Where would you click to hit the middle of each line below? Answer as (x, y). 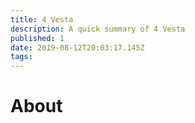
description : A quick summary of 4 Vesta (98, 29)
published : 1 (37, 38)
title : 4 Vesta (42, 19)
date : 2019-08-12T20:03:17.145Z (77, 47)
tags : (21, 57)
